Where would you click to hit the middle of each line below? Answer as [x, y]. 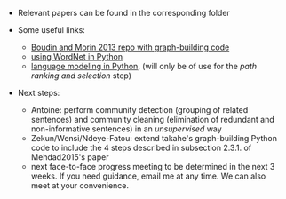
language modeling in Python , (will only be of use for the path [144, 66]
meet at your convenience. [80, 185]
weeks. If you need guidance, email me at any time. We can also [148, 176]
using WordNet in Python [76, 56]
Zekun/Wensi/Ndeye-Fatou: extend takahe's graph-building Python [154, 138]
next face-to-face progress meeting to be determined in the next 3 [153, 167]
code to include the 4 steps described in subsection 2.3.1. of [141, 147]
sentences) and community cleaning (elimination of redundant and [153, 119]
